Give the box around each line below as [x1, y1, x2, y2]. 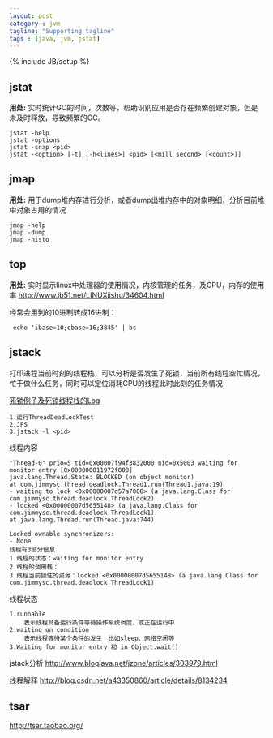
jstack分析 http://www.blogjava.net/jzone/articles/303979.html [9, 658, 218, 667]
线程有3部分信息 [9, 545, 56, 554]
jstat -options [9, 136, 61, 144]
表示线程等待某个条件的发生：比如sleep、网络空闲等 [23, 634, 175, 642]
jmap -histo [9, 235, 49, 243]
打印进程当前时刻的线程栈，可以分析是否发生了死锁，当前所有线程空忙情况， [9, 368, 265, 378]
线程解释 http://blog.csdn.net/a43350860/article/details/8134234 [9, 675, 228, 685]
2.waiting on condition [9, 625, 90, 633]
